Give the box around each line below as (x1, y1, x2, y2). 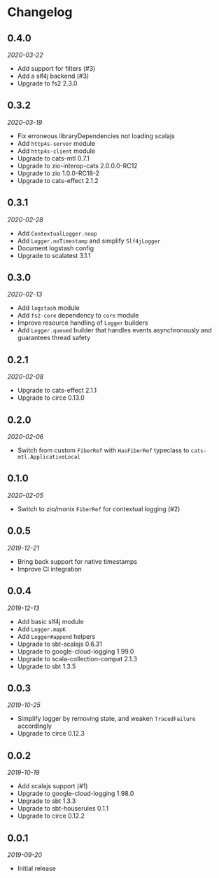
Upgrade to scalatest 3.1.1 (17, 251, 91, 259)
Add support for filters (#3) (17, 65, 96, 72)
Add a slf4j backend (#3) (17, 72, 90, 80)
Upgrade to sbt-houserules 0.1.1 (17, 804, 109, 813)
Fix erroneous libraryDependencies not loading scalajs (17, 131, 175, 140)
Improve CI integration (17, 565, 82, 573)
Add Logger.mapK (17, 625, 66, 633)
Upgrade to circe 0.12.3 (17, 729, 85, 738)
